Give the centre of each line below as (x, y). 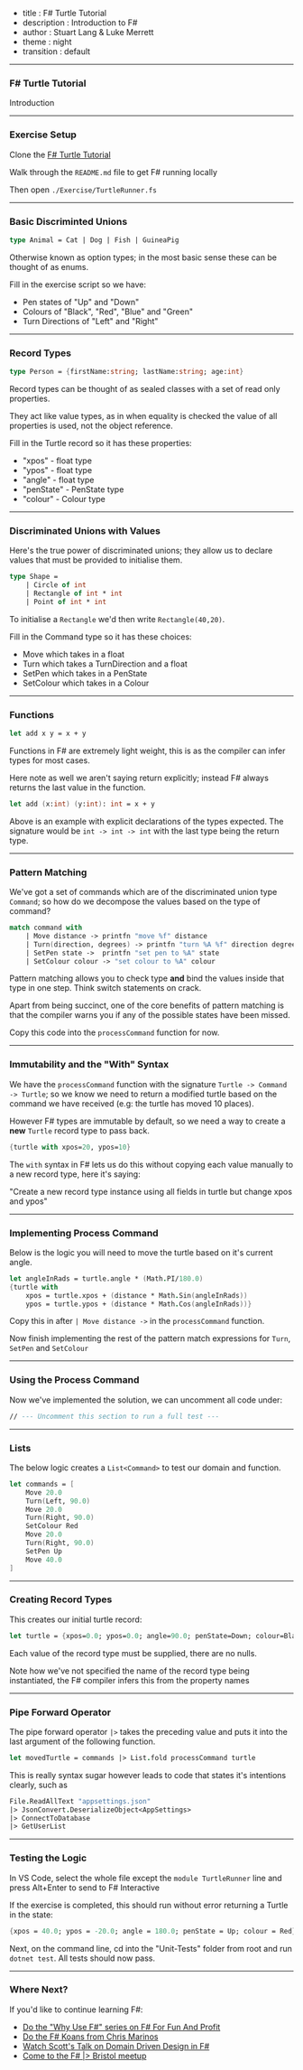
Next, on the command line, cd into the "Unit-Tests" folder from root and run (151, 1948)
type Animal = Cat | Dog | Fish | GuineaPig (94, 240)
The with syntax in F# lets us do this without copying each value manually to (151, 1164)
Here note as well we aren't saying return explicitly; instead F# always (139, 778)
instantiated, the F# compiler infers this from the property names (129, 1680)
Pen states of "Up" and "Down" (81, 302)
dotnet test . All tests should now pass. (83, 1958)
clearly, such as (38, 1785)
